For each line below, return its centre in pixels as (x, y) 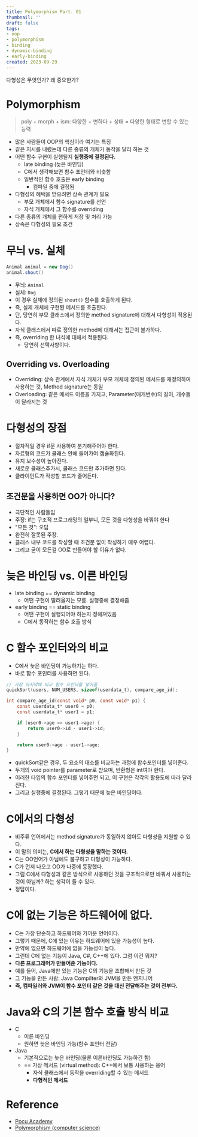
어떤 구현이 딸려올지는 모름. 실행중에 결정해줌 (77, 600)
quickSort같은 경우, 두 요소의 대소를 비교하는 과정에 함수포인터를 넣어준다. (102, 762)
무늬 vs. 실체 (36, 251)
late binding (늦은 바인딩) (54, 164)
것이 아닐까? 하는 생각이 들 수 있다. (55, 882)
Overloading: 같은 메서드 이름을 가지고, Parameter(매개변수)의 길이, (95, 394)
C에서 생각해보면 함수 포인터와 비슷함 (67, 172)
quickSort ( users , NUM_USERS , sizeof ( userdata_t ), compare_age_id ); (92, 690)
